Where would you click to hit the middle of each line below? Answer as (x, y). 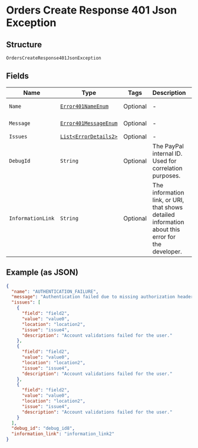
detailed (164, 215)
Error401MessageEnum (89, 123)
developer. (167, 251)
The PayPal (168, 146)
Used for (164, 161)
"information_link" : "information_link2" (63, 434)
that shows (168, 207)
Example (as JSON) (42, 273)
